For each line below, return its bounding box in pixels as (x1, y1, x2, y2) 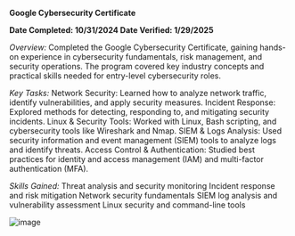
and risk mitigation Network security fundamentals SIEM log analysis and (9, 191, 278, 200)
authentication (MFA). (9, 164, 89, 174)
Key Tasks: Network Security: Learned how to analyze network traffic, (9, 88, 267, 98)
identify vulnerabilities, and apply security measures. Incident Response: (9, 97, 276, 108)
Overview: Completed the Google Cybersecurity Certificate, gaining (9, 42, 258, 53)
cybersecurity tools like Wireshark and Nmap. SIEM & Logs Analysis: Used (9, 126, 283, 136)
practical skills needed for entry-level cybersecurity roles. (9, 70, 221, 81)
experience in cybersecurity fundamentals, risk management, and (20, 52, 263, 61)
